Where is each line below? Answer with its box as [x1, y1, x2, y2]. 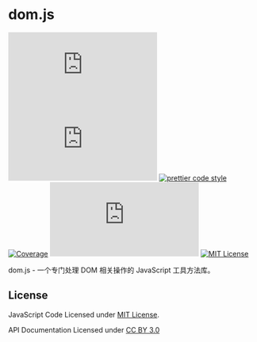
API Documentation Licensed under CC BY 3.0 [8, 325, 160, 334]
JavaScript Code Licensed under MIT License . [8, 310, 160, 319]
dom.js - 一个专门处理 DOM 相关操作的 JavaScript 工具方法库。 [8, 265, 215, 275]
